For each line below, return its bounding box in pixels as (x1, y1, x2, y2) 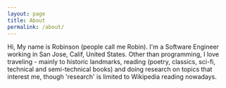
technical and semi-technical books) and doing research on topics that (7, 65, 213, 74)
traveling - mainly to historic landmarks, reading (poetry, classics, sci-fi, (7, 58, 216, 66)
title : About (7, 17, 46, 24)
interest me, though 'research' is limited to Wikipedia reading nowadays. (7, 73, 217, 81)
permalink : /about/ (7, 23, 65, 30)
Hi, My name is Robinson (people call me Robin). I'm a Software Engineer (7, 43, 220, 51)
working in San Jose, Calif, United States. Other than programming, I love (7, 50, 220, 58)
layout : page (7, 10, 46, 18)
